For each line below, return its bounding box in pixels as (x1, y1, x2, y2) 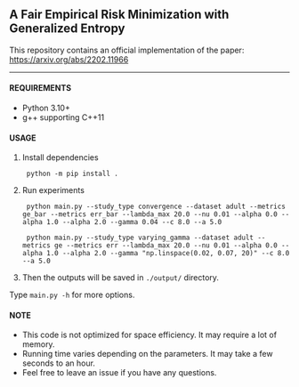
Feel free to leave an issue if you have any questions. (21, 367, 217, 378)
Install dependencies (21, 152, 100, 163)
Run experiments (21, 185, 85, 196)
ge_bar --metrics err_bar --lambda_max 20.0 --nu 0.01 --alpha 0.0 (21, 210, 278, 219)
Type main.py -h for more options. (9, 289, 135, 301)
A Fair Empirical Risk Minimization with (9, 7, 230, 22)
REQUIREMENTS (9, 83, 72, 93)
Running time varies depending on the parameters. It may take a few (21, 349, 273, 359)
